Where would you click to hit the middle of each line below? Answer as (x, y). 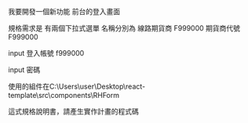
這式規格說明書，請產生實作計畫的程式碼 (73, 111)
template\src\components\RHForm (64, 95)
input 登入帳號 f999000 (46, 53)
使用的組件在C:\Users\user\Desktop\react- (77, 86)
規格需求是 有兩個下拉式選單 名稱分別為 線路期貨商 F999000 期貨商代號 (124, 28)
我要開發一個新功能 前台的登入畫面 (64, 11)
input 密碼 (24, 70)
